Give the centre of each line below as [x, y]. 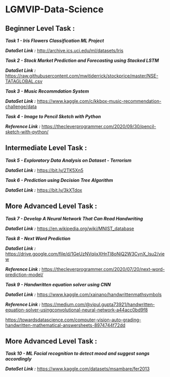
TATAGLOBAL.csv [24, 81]
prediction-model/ [24, 275]
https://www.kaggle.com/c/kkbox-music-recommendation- [99, 101]
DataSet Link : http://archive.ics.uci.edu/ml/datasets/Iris [64, 50]
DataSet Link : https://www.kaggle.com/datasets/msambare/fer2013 [77, 369]
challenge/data [21, 107]
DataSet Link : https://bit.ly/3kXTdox [44, 190]
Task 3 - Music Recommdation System [47, 91]
